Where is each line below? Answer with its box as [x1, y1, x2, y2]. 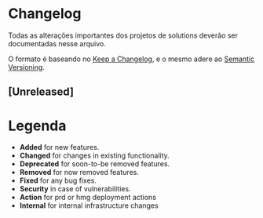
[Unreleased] [8, 85, 75, 99]
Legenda [8, 117, 67, 134]
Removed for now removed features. [19, 168, 139, 177]
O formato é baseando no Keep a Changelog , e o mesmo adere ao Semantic [8, 54, 255, 64]
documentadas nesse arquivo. [8, 38, 106, 48]
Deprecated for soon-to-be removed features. [19, 159, 170, 169]
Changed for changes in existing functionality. [19, 151, 170, 161]
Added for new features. [19, 143, 100, 152]
